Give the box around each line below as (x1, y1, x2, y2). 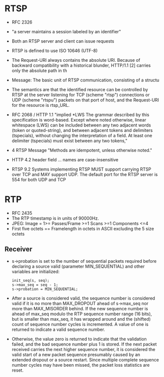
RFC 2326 (11, 19, 32, 25)
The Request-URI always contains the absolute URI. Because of (11, 57, 140, 63)
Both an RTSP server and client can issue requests (11, 38, 114, 44)
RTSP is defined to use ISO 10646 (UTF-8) (11, 48, 98, 53)
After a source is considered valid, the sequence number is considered (11, 295, 155, 301)
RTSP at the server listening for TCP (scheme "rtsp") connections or (11, 92, 150, 98)
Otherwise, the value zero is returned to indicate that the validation (11, 336, 147, 342)
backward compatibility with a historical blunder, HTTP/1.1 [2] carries (11, 62, 151, 68)
